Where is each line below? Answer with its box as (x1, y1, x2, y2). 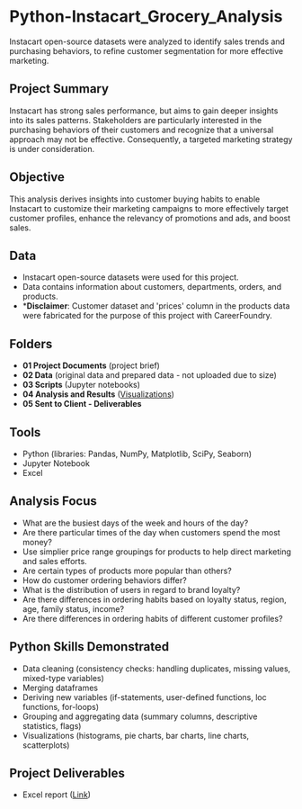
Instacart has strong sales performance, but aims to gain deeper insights (9, 105, 279, 116)
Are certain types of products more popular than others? (22, 565, 232, 576)
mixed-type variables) (22, 672, 105, 683)
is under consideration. (9, 143, 95, 154)
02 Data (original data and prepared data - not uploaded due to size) (22, 370, 277, 381)
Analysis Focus (9, 493, 97, 509)
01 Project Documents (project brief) (22, 360, 160, 371)
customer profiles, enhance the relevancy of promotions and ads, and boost (9, 212, 291, 223)
